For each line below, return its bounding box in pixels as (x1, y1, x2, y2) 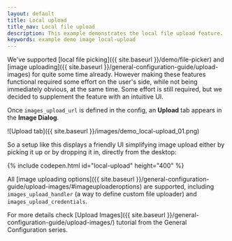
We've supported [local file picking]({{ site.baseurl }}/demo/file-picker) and (7, 55, 225, 64)
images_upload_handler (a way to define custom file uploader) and (7, 190, 197, 198)
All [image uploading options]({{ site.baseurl (7, 175, 135, 184)
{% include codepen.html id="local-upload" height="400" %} (7, 161, 184, 170)
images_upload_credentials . (7, 197, 88, 206)
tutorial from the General (116, 218, 187, 227)
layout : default (7, 10, 55, 17)
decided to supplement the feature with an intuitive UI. (7, 92, 164, 101)
